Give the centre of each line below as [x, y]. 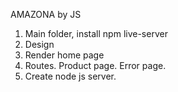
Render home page [64, 55]
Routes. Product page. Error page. [95, 65]
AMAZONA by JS [46, 14]
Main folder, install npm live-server [96, 33]
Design [39, 44]
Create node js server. [70, 76]
